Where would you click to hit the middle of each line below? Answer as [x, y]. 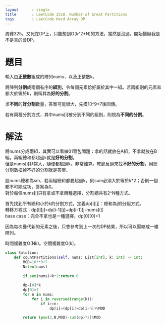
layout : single [28, 10]
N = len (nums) [35, 267]
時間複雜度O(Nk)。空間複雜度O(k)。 [42, 243]
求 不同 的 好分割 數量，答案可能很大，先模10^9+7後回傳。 [62, 104]
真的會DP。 [26, 40]
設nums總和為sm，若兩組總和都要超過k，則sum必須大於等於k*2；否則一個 [82, 181]
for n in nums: [39, 295]
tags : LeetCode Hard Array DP [45, 19]
